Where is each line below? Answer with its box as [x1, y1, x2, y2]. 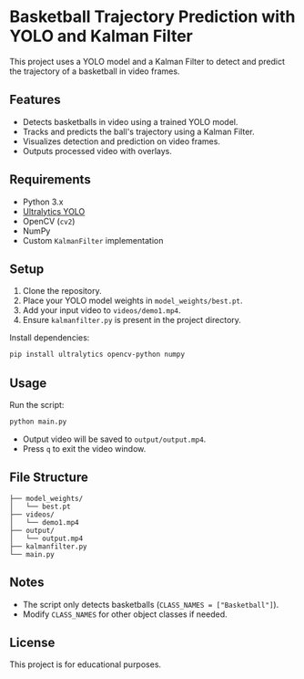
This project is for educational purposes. [9, 659, 162, 670]
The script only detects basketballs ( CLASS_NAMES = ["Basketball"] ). [22, 599, 279, 610]
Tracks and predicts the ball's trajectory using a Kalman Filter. [22, 126, 255, 137]
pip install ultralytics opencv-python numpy [9, 350, 185, 360]
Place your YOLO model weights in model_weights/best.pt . [22, 295, 243, 307]
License [9, 634, 56, 650]
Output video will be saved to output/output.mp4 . [22, 434, 207, 444]
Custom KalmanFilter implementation [22, 235, 164, 245]
